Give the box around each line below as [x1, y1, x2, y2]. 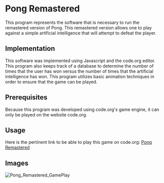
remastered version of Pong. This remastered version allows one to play [5, 24, 152, 30]
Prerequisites [5, 93, 48, 102]
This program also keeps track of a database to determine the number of [5, 63, 154, 69]
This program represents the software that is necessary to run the [5, 19, 140, 25]
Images [5, 159, 29, 167]
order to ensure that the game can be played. [5, 79, 98, 85]
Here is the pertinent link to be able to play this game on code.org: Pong [5, 139, 152, 145]
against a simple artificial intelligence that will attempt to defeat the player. [5, 30, 157, 36]
